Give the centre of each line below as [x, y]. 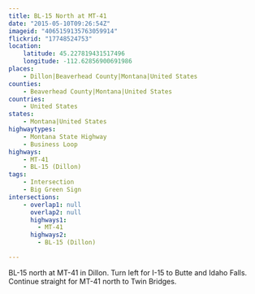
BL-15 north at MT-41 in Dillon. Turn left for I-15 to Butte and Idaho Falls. [128, 272]
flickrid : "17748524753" [50, 39]
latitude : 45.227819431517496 [74, 54]
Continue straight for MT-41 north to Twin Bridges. [93, 281]
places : [22, 69]
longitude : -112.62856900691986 [78, 62]
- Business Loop [51, 144]
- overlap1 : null [52, 205]
